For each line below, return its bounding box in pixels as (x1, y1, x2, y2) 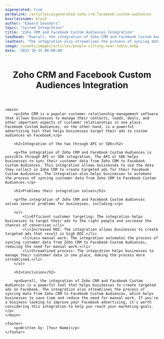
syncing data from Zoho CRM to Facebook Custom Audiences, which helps (5, 291, 154, 296)
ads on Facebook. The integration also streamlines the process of (5, 287, 145, 292)
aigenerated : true (5, 7, 42, 12)
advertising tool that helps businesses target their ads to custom (5, 128, 147, 134)
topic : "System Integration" (5, 25, 64, 30)
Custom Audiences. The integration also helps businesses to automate (5, 171, 152, 176)
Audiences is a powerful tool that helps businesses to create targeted (5, 282, 156, 288)
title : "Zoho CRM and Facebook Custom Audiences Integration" (5, 30, 134, 35)
